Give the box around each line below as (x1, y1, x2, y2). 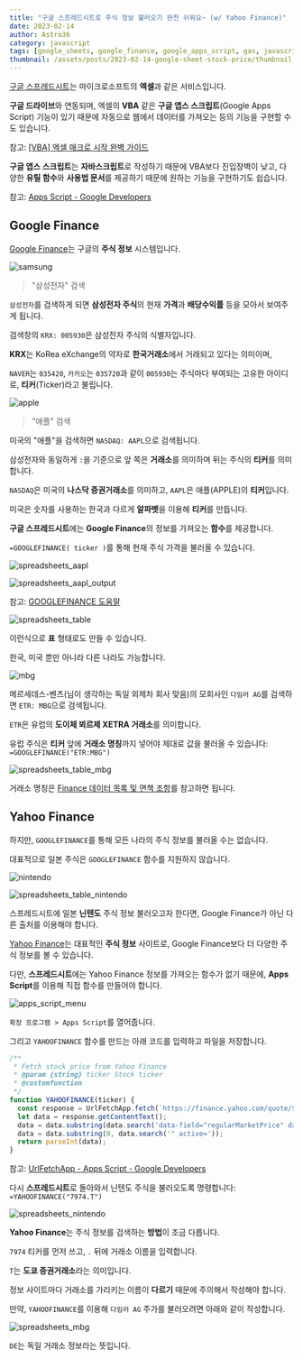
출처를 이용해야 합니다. (18, 919, 99, 930)
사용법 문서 (66, 172, 106, 183)
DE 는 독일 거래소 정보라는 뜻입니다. (9, 1340, 131, 1351)
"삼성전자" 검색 (31, 280, 86, 290)
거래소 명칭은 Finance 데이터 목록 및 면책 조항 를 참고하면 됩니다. (9, 782, 236, 794)
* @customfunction (13, 1079, 83, 1088)
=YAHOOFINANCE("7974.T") (9, 1192, 103, 1202)
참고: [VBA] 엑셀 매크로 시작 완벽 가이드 (9, 142, 149, 152)
